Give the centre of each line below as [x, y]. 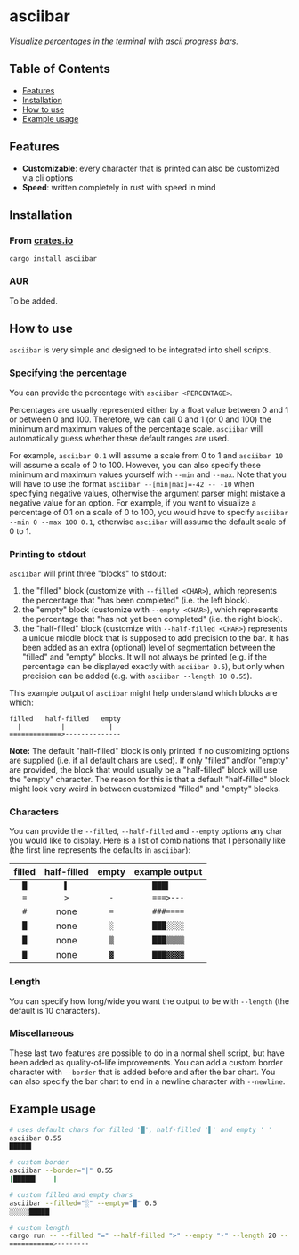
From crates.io [41, 240]
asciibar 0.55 [36, 1138]
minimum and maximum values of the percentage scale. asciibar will [136, 428]
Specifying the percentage [68, 373]
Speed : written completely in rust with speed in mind [119, 187]
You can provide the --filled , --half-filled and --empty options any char [146, 831]
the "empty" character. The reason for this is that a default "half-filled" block [149, 779]
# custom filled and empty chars [71, 1194]
